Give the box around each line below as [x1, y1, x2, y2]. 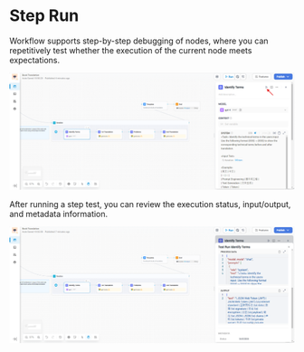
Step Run [9, 5, 80, 26]
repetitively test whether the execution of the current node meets [9, 44, 252, 55]
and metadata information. [9, 208, 109, 219]
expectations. [9, 54, 61, 65]
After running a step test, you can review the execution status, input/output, [9, 198, 291, 209]
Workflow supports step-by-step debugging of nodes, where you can [9, 35, 269, 46]
